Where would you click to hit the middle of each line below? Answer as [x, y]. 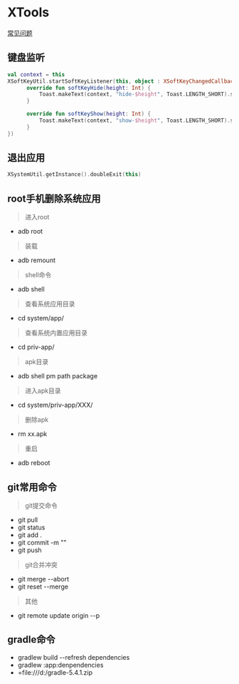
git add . [30, 534]
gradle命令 [31, 639]
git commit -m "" [42, 542]
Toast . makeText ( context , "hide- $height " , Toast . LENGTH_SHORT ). [135, 94]
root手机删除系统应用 [54, 198]
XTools [28, 12]
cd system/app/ [41, 318]
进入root [37, 217]
